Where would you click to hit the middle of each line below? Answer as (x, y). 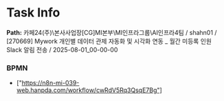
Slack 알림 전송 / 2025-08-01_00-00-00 (62, 49)
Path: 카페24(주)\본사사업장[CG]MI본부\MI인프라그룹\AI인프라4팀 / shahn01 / (112, 32)
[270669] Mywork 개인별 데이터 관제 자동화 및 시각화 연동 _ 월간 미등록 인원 (109, 41)
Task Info (33, 13)
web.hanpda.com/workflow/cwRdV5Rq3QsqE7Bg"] (89, 90)
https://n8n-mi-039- (51, 83)
